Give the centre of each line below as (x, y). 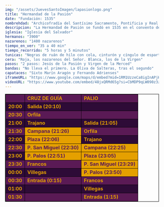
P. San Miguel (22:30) (53, 148)
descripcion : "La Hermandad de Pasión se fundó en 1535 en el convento (79, 28)
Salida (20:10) (44, 106)
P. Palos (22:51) (46, 155)
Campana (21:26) (48, 131)
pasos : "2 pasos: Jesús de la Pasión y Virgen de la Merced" (69, 64)
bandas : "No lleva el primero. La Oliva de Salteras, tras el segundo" (79, 69)
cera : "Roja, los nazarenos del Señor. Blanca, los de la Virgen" (74, 59)
